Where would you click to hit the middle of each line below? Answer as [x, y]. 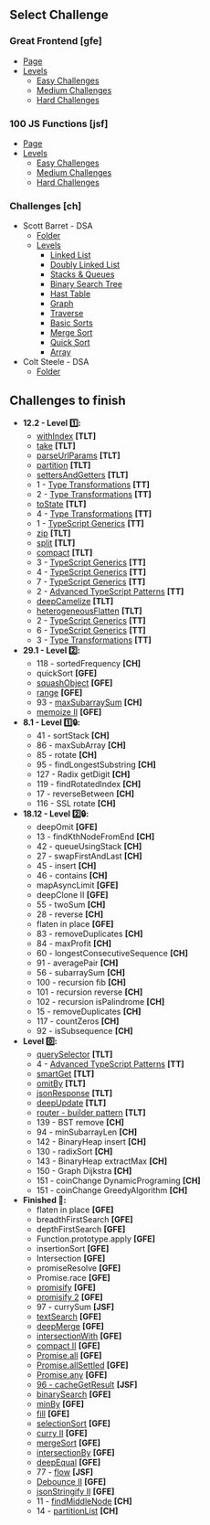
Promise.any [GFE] [72, 1375]
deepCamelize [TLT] [75, 602]
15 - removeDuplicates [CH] [89, 1012]
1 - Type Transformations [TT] [93, 485]
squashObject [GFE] [74, 683]
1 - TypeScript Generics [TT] [90, 524]
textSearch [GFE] [69, 1317]
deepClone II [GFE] [72, 895]
